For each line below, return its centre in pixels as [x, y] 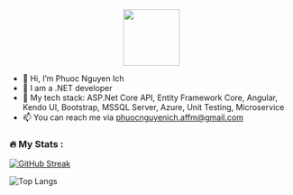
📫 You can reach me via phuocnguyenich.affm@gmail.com [133, 117]
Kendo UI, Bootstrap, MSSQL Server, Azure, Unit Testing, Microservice [153, 107]
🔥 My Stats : [37, 144]
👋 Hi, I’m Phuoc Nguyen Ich [73, 79]
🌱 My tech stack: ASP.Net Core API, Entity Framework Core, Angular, [150, 97]
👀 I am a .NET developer [67, 88]
